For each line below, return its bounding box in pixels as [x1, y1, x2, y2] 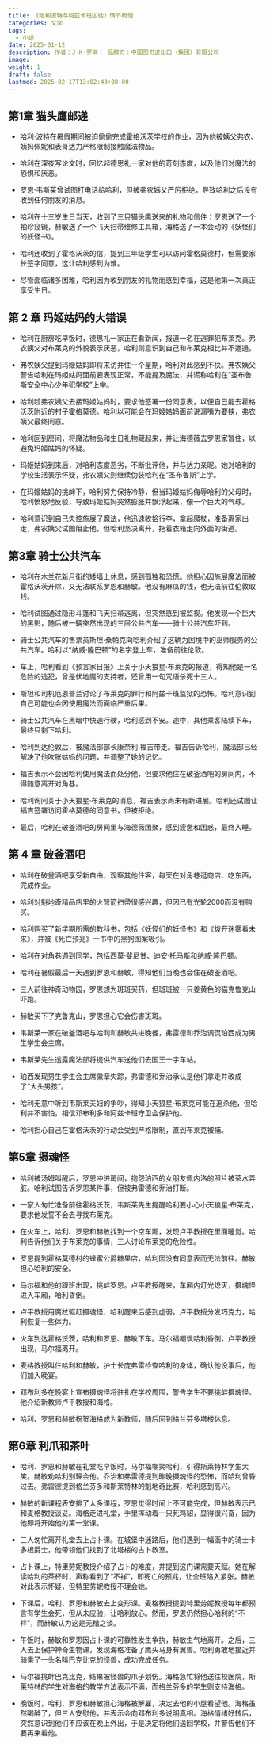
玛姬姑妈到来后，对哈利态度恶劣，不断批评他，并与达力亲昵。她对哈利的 [19, 461, 256, 470]
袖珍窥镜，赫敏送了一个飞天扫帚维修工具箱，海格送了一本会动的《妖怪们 [19, 222, 256, 232]
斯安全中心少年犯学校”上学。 [19, 380, 113, 389]
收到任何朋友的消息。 [19, 195, 89, 205]
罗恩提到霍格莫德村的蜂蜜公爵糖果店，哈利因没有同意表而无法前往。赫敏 [19, 1253, 256, 1263]
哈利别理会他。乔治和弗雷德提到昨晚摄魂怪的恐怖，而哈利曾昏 [54, 1471, 256, 1481]
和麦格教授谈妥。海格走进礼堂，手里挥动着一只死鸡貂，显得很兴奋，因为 [19, 1508, 256, 1518]
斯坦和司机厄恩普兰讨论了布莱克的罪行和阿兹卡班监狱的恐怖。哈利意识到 [19, 688, 256, 698]
